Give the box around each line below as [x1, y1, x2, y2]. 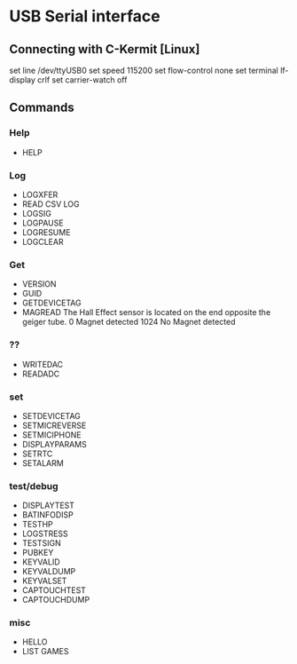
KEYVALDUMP [21, 566, 76, 577]
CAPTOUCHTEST [21, 585, 87, 596]
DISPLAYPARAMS [21, 439, 87, 449]
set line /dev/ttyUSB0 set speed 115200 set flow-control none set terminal [9, 65, 279, 75]
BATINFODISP [21, 510, 74, 520]
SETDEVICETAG [21, 410, 82, 421]
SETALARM [21, 457, 64, 468]
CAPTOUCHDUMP [21, 595, 90, 605]
